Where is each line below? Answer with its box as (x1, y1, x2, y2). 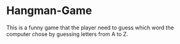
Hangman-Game (6, 4, 93, 18)
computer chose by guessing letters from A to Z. (6, 30, 128, 37)
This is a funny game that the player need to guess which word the (6, 24, 174, 31)
